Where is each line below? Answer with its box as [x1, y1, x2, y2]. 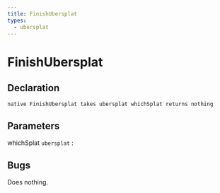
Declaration [7, 82, 60, 94]
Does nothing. [7, 178, 48, 186]
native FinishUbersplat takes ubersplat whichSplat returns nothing [7, 100, 214, 108]
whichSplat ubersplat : [7, 139, 74, 147]
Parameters [7, 119, 60, 131]
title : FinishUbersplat [7, 10, 78, 18]
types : [7, 17, 27, 24]
